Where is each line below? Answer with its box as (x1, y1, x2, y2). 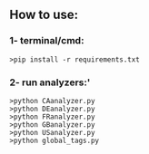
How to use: (9, 7, 79, 23)
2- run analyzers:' (9, 76, 91, 89)
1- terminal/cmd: (9, 34, 84, 47)
